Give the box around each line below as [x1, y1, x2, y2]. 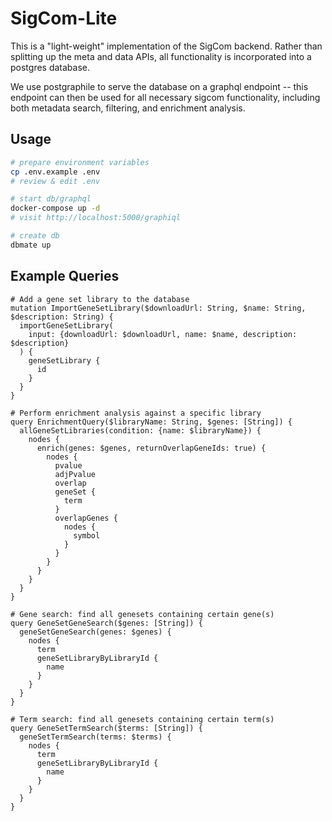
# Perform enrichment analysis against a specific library [10, 408, 262, 418]
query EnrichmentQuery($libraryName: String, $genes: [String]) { [10, 417, 293, 427]
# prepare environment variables [10, 157, 150, 167]
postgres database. [10, 61, 91, 73]
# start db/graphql [10, 194, 92, 204]
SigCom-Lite [10, 7, 118, 30]
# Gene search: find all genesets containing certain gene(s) [10, 609, 275, 619]
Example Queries [10, 268, 120, 285]
